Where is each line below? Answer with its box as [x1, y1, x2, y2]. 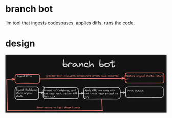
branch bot [5, 3, 53, 15]
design [5, 38, 35, 49]
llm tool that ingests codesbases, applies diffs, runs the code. [5, 20, 135, 26]
